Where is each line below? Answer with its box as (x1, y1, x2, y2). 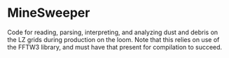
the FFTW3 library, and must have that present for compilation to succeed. (7, 43, 223, 51)
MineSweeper (7, 5, 90, 21)
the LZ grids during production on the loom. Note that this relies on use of (7, 35, 220, 43)
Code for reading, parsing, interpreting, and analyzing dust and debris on (7, 28, 218, 36)
